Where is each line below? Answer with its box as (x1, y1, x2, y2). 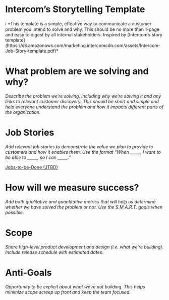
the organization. (5, 109, 41, 115)
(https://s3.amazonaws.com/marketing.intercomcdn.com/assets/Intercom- (5, 42, 161, 49)
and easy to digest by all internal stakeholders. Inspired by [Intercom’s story (5, 31, 163, 37)
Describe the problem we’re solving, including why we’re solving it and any (5, 93, 161, 99)
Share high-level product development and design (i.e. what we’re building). (5, 244, 164, 250)
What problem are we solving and (5, 66, 149, 77)
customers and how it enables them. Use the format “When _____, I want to (5, 149, 161, 155)
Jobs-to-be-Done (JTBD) (5, 164, 58, 170)
